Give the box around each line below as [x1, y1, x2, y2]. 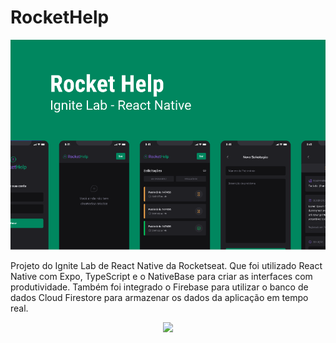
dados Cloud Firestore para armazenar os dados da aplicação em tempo [10, 292, 309, 304]
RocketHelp [10, 6, 110, 29]
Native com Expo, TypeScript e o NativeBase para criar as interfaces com [10, 271, 313, 283]
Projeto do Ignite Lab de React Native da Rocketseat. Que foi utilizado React [10, 260, 323, 272]
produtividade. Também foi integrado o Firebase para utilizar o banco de [10, 281, 309, 293]
